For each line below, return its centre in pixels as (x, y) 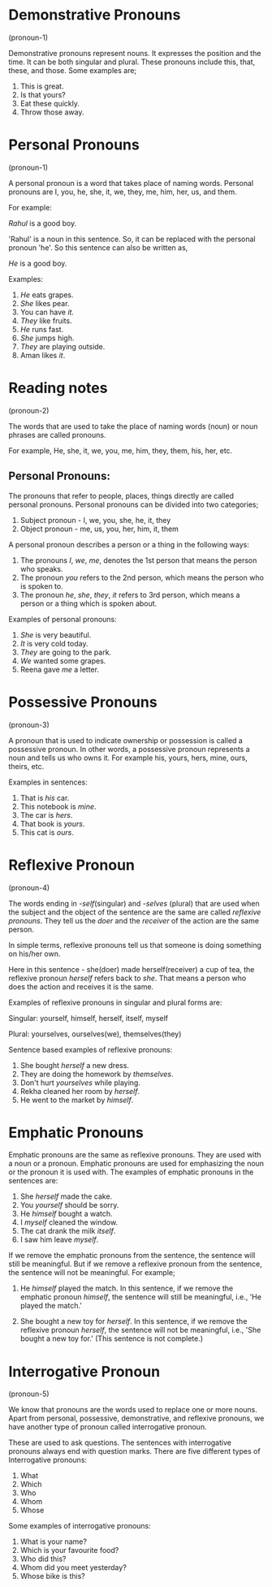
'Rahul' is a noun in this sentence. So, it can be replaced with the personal (132, 239)
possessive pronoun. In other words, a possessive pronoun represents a (129, 749)
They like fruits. (46, 320)
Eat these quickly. (50, 103)
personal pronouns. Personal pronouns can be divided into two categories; (134, 504)
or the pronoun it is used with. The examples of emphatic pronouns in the (131, 1172)
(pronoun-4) (29, 888)
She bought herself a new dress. (75, 1065)
